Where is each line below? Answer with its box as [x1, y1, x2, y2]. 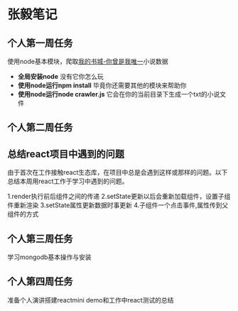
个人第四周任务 [7, 275, 73, 288]
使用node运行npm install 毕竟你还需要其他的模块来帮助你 [17, 81, 187, 89]
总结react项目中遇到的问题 [7, 148, 124, 160]
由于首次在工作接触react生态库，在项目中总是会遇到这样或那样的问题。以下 [7, 168, 228, 177]
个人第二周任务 [7, 121, 73, 133]
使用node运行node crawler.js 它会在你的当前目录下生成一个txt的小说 [17, 90, 220, 98]
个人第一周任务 [7, 37, 73, 49]
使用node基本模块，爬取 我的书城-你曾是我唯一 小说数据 [7, 58, 168, 65]
